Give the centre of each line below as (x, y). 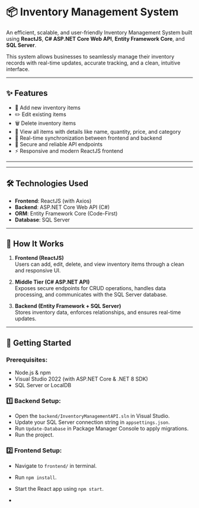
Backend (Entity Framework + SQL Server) (68, 306)
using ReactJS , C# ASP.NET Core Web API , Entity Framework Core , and (95, 38)
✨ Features (27, 93)
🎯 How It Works (35, 244)
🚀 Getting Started (39, 343)
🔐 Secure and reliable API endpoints (58, 144)
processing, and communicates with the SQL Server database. (91, 295)
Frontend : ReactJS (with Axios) (53, 201)
